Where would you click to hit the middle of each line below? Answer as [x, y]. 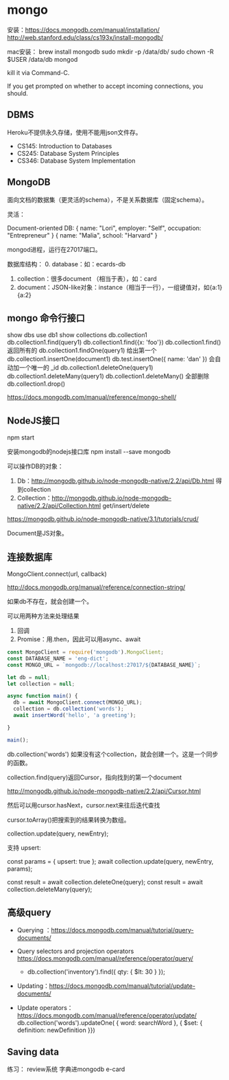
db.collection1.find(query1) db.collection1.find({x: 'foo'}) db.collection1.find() [114, 343]
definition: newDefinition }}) [56, 1030]
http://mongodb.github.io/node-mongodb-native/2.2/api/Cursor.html [104, 791]
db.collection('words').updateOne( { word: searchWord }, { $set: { [110, 1023]
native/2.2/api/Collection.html [59, 506]
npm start [21, 437]
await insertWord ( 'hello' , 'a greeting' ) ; [75, 715]
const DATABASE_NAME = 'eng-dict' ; [58, 658]
